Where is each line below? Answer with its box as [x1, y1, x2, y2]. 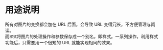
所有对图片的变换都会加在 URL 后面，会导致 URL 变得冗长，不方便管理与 [5, 21, 151, 27]
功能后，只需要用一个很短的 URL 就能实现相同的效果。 [5, 39, 115, 45]
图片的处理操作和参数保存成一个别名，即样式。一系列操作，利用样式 [21, 33, 158, 39]
